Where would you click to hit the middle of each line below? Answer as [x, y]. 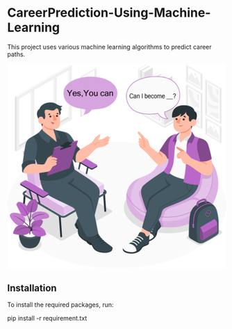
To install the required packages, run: [60, 305]
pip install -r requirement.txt [47, 319]
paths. [16, 54]
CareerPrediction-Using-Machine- [109, 13]
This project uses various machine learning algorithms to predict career [109, 47]
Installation [32, 288]
